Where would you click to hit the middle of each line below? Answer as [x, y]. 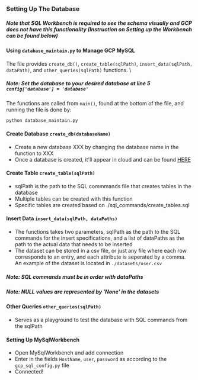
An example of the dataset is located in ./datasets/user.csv [88, 263]
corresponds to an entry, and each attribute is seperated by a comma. [100, 257]
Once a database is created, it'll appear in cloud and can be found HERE [103, 159]
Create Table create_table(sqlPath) [51, 173]
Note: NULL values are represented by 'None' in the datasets [83, 292]
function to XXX [34, 153]
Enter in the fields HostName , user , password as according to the [91, 359]
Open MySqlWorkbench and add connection [69, 353]
